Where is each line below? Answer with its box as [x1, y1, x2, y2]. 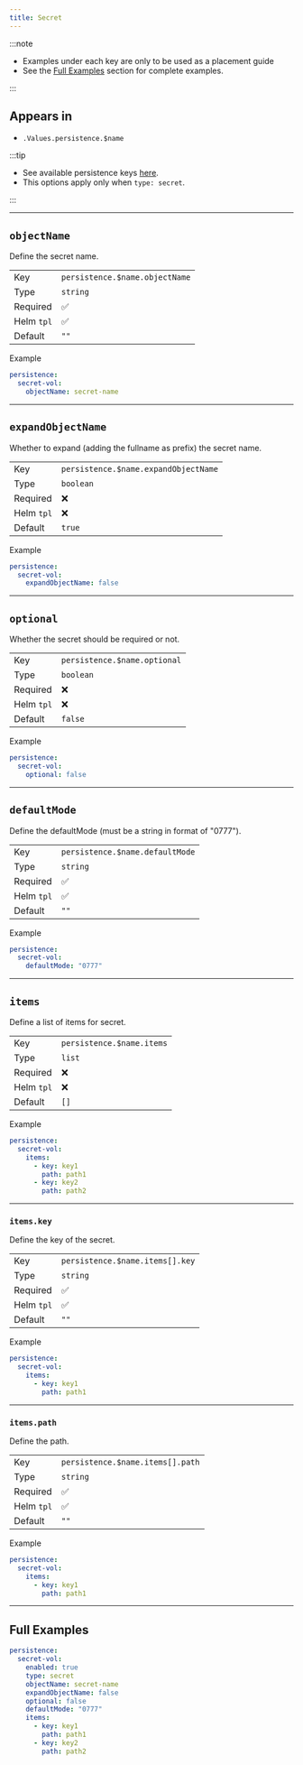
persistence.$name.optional [60, 655, 182, 666]
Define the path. [9, 1436, 69, 1446]
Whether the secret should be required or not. [9, 633, 180, 645]
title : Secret [9, 13, 63, 23]
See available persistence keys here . [22, 168, 160, 179]
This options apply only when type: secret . [22, 177, 186, 188]
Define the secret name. [9, 251, 99, 262]
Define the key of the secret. [9, 1234, 115, 1245]
